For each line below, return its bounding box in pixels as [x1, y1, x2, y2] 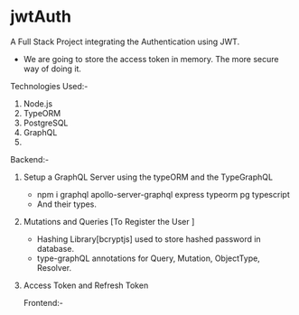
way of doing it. [23, 63, 82, 74]
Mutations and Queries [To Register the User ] [23, 216, 195, 227]
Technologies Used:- [10, 80, 89, 91]
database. [36, 243, 75, 254]
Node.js [23, 97, 53, 109]
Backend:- [10, 153, 49, 164]
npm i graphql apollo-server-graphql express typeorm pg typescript [36, 189, 290, 199]
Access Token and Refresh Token [23, 280, 149, 291]
